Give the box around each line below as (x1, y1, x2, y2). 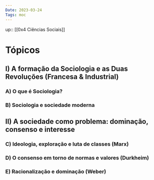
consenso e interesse (5, 125, 75, 134)
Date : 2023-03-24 (5, 7, 42, 13)
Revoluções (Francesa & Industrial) (5, 73, 119, 81)
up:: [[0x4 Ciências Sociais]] (5, 26, 65, 32)
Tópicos (5, 44, 40, 56)
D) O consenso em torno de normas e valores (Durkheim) (5, 154, 149, 162)
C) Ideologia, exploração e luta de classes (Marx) (5, 141, 129, 148)
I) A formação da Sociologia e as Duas (5, 64, 129, 73)
